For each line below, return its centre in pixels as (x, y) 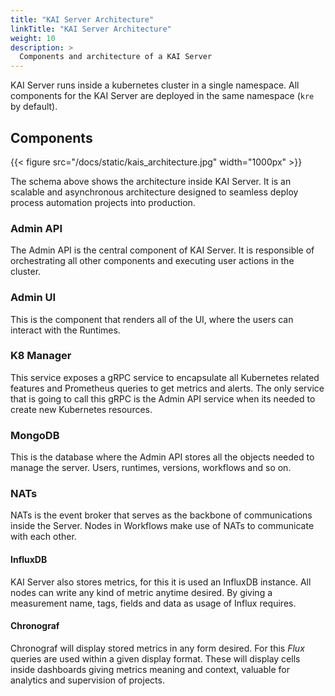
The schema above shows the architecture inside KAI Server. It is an (151, 181)
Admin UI (33, 298)
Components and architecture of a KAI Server (116, 57)
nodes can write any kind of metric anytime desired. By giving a (141, 592)
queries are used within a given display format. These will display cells (155, 658)
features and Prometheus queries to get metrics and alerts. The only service (167, 388)
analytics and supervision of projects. (87, 680)
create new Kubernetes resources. (81, 409)
